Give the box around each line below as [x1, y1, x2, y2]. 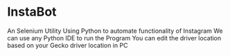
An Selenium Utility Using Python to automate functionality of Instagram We [7, 27, 223, 35]
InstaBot [7, 4, 57, 20]
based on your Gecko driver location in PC [7, 41, 128, 49]
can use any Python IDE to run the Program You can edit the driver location [7, 33, 222, 42]
